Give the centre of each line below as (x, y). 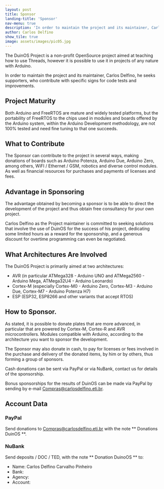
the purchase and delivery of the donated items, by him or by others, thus (79, 354)
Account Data (26, 404)
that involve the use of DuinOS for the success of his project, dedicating (77, 229)
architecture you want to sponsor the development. (57, 339)
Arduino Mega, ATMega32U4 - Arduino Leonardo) (62, 281)
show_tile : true (21, 37)
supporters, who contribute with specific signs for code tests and (71, 80)
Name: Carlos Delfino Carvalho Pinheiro (52, 466)
